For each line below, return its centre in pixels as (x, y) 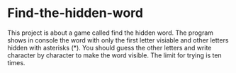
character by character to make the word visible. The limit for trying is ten (114, 55)
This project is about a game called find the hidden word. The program (111, 33)
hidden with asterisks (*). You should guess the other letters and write (109, 47)
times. (16, 62)
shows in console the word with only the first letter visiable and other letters (118, 40)
